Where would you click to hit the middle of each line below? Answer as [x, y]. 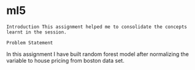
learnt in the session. [37, 32]
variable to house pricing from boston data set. [65, 60]
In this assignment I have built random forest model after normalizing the [98, 54]
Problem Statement [30, 43]
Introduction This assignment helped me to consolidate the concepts [97, 27]
